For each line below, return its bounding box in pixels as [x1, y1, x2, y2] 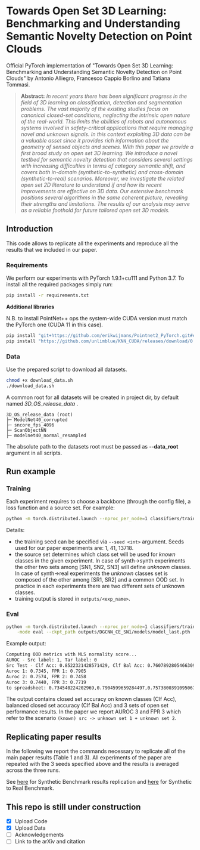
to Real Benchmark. [6, 784, 55, 792]
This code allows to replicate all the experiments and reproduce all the [6, 240, 179, 247]
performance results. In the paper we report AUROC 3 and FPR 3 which [6, 708, 182, 715]
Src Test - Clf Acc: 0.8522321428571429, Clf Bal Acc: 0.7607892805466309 [6, 663, 196, 669]
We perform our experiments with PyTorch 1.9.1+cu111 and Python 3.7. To [6, 274, 185, 282]
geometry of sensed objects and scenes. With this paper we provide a [20, 143, 194, 150]
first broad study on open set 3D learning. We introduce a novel [20, 149, 177, 156]
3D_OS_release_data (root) [6, 412, 73, 418]
